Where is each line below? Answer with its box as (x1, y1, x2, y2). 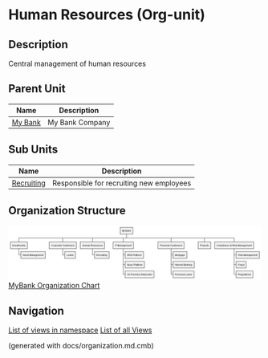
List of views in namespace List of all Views (8, 325, 152, 335)
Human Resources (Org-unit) (8, 6, 206, 24)
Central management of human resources (8, 59, 147, 68)
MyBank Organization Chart (8, 281, 100, 291)
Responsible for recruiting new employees (51, 178, 192, 188)
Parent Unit (8, 82, 66, 96)
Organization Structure (8, 203, 126, 218)
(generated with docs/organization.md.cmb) (8, 341, 154, 351)
